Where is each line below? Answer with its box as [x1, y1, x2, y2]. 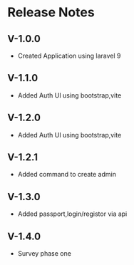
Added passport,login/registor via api [17, 209, 128, 218]
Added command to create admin [17, 170, 116, 179]
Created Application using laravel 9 [17, 51, 121, 60]
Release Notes [7, 4, 95, 21]
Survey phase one [17, 249, 71, 258]
